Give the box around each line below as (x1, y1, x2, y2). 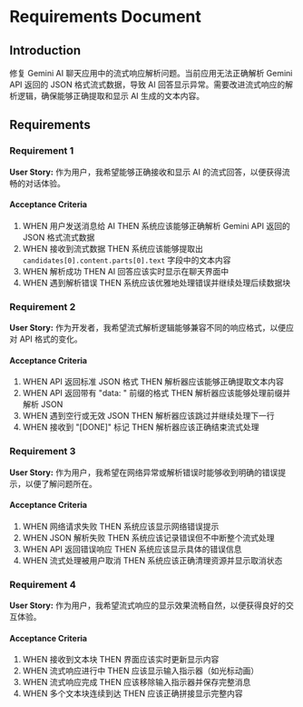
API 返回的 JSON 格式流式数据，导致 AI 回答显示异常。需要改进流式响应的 (9, 79, 286, 90)
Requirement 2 (9, 300, 76, 313)
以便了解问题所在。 (24, 478, 97, 489)
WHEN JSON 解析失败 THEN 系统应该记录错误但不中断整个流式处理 (22, 532, 275, 543)
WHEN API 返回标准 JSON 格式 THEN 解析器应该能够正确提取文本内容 (22, 376, 284, 387)
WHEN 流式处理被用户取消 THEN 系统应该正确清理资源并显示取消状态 (22, 554, 283, 565)
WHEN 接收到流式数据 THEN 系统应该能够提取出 (22, 243, 204, 254)
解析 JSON (22, 399, 64, 410)
